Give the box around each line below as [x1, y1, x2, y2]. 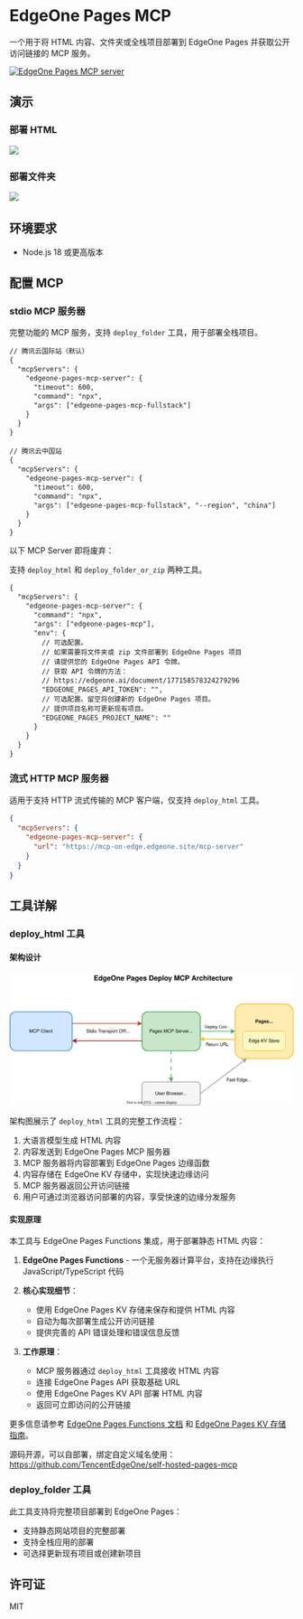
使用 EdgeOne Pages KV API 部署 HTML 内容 [35, 1388, 203, 1399]
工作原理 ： [22, 1346, 63, 1357]
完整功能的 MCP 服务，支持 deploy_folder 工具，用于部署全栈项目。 [9, 327, 263, 338]
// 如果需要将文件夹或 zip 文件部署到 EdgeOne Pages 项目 [41, 648, 243, 657]
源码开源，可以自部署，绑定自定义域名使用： [9, 1449, 176, 1460]
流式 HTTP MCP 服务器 [9, 772, 110, 785]
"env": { [32, 629, 67, 638]
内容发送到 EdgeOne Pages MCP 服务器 [22, 1146, 171, 1157]
